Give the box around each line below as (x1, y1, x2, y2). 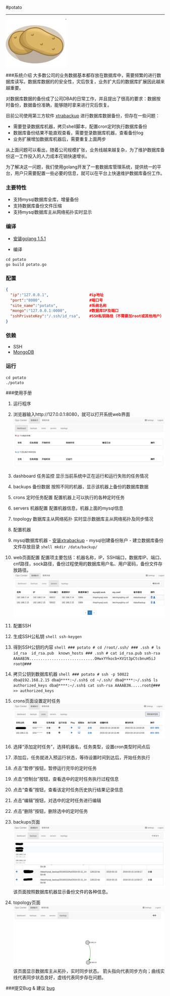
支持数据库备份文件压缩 (13, 203, 62, 209)
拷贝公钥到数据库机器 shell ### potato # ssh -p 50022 (13, 671, 129, 677)
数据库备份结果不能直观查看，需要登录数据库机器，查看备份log (13, 130, 144, 135)
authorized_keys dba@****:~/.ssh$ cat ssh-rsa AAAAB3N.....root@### (13, 683, 160, 688)
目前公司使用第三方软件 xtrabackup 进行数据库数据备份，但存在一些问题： (6, 113, 160, 118)
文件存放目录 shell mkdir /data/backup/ (13, 544, 98, 550)
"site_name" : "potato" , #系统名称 (10, 303, 107, 308)
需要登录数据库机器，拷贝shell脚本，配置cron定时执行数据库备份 (13, 123, 148, 129)
